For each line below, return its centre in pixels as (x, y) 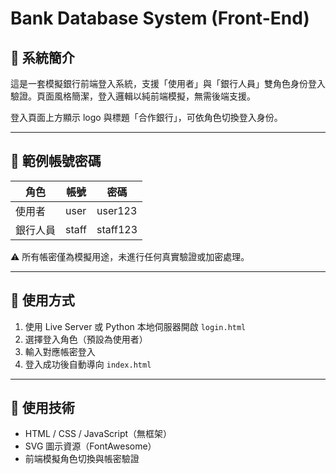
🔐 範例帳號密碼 (56, 161)
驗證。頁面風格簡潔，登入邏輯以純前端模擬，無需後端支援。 (133, 96)
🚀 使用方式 (42, 300)
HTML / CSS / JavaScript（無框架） (98, 434)
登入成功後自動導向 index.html (88, 364)
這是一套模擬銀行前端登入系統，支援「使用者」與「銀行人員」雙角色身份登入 (168, 83)
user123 (117, 210)
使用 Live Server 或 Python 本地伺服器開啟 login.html (135, 326)
